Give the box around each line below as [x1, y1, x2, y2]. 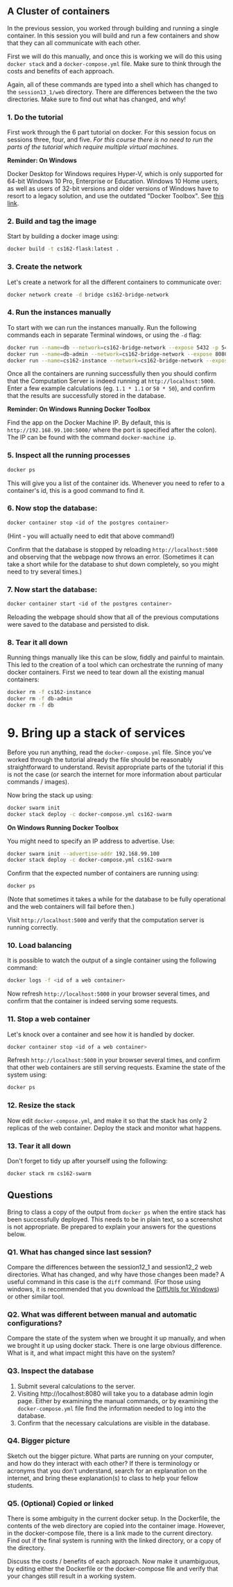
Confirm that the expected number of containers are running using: [7, 869, 199, 878]
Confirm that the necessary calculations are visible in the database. [17, 1419, 210, 1427]
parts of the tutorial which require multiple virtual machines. [7, 143, 179, 151]
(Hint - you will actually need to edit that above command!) [7, 532, 175, 540]
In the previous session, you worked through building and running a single [7, 24, 219, 32]
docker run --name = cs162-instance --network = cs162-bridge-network [7, 357, 203, 364]
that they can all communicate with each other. [7, 38, 141, 47]
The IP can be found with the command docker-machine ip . [7, 433, 177, 442]
